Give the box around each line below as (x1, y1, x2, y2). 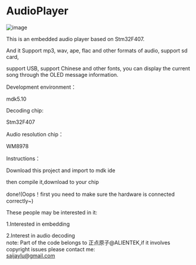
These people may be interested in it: (6, 208, 98, 216)
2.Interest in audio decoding (6, 232, 76, 239)
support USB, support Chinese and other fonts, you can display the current (6, 64, 191, 72)
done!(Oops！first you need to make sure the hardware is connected (6, 191, 175, 198)
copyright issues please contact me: (6, 245, 95, 252)
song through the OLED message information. (6, 71, 119, 78)
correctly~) (6, 197, 34, 204)
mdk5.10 (6, 95, 27, 102)
